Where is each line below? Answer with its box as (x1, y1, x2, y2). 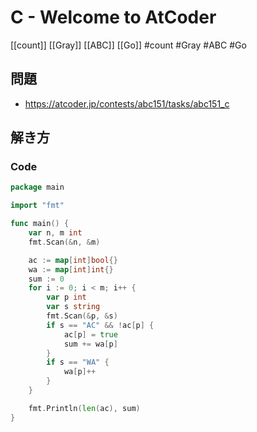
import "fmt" (10, 201, 65, 211)
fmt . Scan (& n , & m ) (28, 237, 101, 247)
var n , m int (28, 228, 83, 238)
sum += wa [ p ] (63, 339, 118, 349)
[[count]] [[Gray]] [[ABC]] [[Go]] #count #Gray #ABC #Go (10, 39, 247, 51)
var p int (46, 292, 87, 303)
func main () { (10, 219, 70, 229)
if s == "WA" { (46, 357, 110, 368)
